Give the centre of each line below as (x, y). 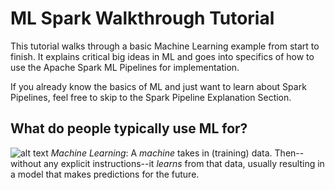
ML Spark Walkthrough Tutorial (142, 18)
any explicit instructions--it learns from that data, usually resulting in (184, 163)
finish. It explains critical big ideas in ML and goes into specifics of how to (162, 56)
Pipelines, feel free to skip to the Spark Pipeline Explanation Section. (151, 97)
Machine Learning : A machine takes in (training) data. (161, 153)
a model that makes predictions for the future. (105, 174)
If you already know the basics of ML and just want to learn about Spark (158, 86)
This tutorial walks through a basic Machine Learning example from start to (165, 46)
